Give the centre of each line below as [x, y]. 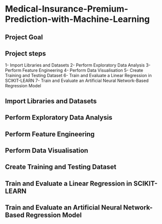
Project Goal [24, 37]
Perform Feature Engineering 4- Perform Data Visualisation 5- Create [74, 70]
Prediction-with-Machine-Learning [77, 19]
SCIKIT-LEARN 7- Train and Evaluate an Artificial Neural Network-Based [77, 80]
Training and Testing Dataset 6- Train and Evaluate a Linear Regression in [78, 76]
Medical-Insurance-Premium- [67, 9]
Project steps [25, 54]
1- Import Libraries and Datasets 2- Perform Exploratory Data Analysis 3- [78, 65]
